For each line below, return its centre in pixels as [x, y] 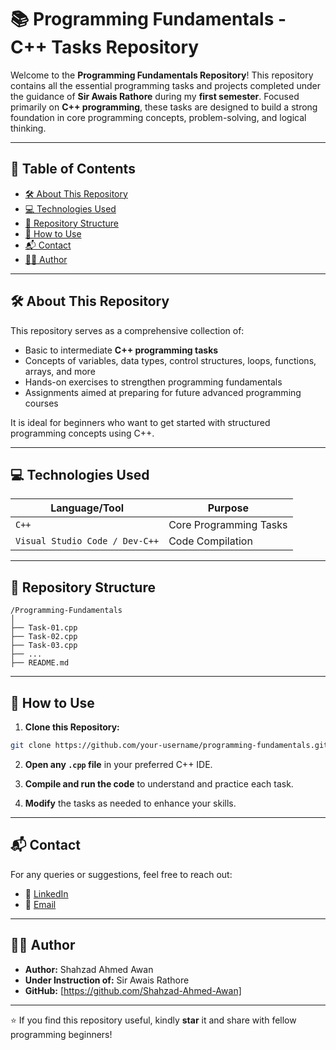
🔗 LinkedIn [46, 893]
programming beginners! [61, 1034]
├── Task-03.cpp [44, 646]
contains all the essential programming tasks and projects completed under [166, 85]
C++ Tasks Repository [105, 47]
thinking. [28, 128]
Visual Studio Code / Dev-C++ [87, 541]
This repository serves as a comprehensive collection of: [127, 330]
